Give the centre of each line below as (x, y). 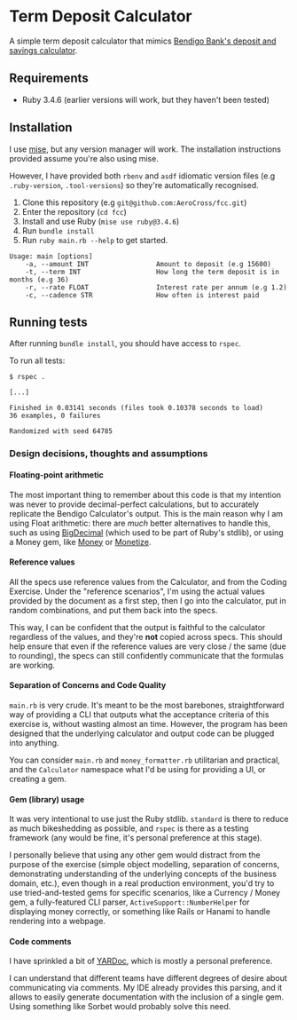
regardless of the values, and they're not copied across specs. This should (146, 637)
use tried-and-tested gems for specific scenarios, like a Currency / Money (145, 893)
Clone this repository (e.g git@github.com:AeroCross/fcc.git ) (134, 202)
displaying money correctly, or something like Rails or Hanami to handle (140, 912)
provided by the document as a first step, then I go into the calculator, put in (148, 600)
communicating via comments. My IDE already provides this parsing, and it (146, 988)
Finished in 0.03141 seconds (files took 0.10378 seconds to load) (137, 408)
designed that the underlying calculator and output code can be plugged (142, 733)
